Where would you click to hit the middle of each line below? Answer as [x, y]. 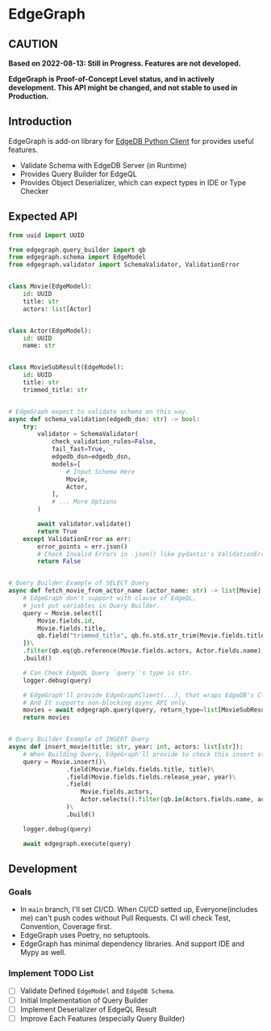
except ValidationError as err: [77, 539]
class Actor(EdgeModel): [50, 331]
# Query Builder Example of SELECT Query [79, 583]
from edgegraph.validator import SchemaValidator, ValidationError [124, 265]
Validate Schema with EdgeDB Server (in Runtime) [103, 165]
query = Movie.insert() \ [65, 762]
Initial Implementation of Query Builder [84, 1000]
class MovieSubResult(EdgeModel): [67, 368]
